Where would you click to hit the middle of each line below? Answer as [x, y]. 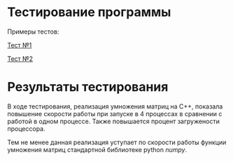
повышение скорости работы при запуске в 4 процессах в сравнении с [115, 113]
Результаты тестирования [88, 87]
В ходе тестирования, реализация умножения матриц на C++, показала [115, 106]
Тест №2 [20, 58]
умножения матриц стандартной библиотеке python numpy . [97, 149]
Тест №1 [20, 45]
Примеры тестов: [33, 31]
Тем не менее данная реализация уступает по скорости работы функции [117, 142]
